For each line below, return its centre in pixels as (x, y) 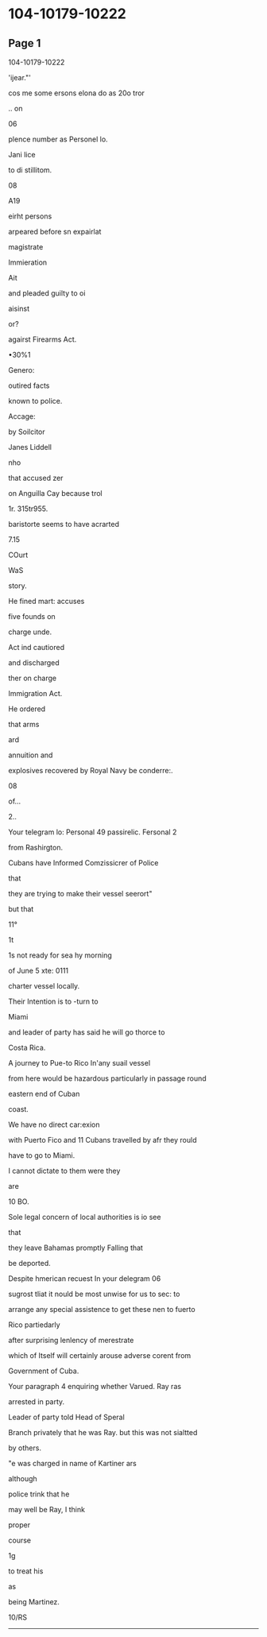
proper (19, 1525)
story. (18, 586)
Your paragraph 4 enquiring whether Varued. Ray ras (95, 1386)
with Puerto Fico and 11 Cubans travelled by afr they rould (103, 1140)
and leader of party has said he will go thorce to (87, 1032)
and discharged (34, 663)
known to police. (35, 401)
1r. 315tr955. (28, 509)
